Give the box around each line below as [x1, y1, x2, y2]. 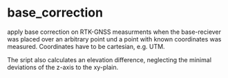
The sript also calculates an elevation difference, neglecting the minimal [7, 55, 212, 64]
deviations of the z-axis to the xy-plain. [7, 63, 119, 71]
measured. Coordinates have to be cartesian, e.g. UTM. [7, 42, 165, 50]
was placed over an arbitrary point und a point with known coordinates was [7, 35, 222, 43]
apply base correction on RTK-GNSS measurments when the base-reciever [7, 28, 222, 36]
